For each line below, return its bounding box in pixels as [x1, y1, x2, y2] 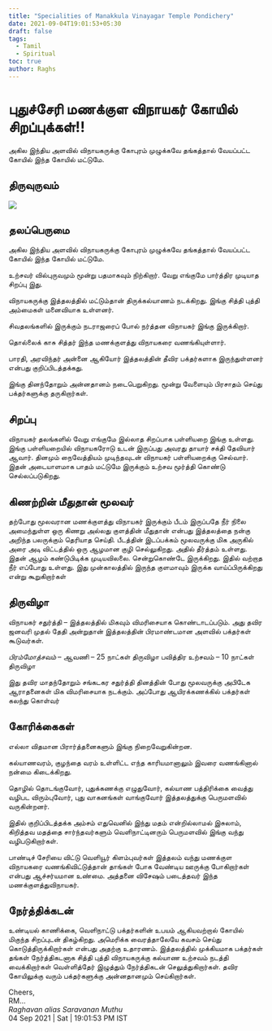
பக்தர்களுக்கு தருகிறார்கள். [8, 388, 89, 398]
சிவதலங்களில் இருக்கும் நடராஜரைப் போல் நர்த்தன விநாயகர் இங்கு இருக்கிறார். [8, 321, 250, 331]
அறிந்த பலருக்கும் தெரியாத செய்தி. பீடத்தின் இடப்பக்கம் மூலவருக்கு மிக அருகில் [8, 534, 254, 544]
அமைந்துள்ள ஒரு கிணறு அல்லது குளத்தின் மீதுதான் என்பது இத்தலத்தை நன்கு [8, 525, 251, 535]
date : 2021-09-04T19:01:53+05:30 [8, 20, 122, 28]
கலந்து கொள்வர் [8, 695, 60, 705]
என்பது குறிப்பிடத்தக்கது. [8, 363, 84, 373]
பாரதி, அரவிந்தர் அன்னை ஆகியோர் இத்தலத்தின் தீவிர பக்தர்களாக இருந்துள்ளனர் [8, 353, 264, 363]
